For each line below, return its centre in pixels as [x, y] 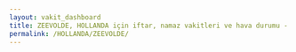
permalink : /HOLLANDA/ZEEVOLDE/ [69, 33]
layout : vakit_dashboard [55, 17]
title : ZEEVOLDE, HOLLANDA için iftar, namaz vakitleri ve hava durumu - [149, 26]
